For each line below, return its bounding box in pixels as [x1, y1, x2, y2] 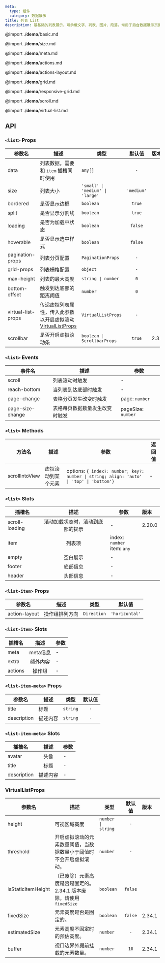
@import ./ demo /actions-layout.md [5, 69, 77, 75]
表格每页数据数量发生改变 [53, 405, 112, 412]
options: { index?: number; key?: [66, 467, 144, 474]
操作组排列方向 [44, 610, 79, 617]
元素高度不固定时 [55, 926, 94, 932]
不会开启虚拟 [55, 856, 84, 863]
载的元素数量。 [55, 950, 89, 957]
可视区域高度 [55, 821, 84, 828]
